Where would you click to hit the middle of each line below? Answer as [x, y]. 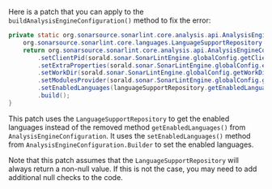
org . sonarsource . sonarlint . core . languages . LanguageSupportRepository [143, 43]
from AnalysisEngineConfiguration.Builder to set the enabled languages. [131, 144]
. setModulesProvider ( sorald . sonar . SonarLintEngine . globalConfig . [150, 80]
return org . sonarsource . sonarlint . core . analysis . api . [115, 50]
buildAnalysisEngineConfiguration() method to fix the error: [110, 20]
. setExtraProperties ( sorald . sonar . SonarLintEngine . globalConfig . [150, 65]
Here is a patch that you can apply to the [76, 12]
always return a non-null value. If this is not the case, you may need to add [133, 169]
